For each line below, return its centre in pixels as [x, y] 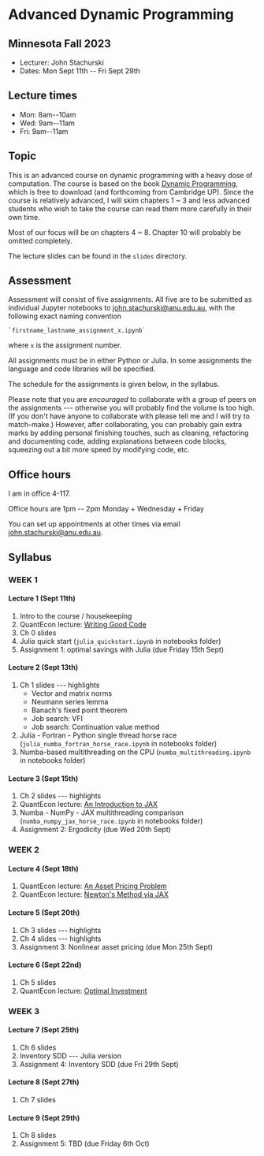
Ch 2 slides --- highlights [60, 796]
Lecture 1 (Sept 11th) [42, 598]
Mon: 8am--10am [48, 114]
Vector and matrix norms [72, 693]
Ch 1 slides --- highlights [59, 685]
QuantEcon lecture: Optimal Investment [83, 991]
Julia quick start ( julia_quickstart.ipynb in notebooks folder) [120, 641]
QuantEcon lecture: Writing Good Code [83, 624]
